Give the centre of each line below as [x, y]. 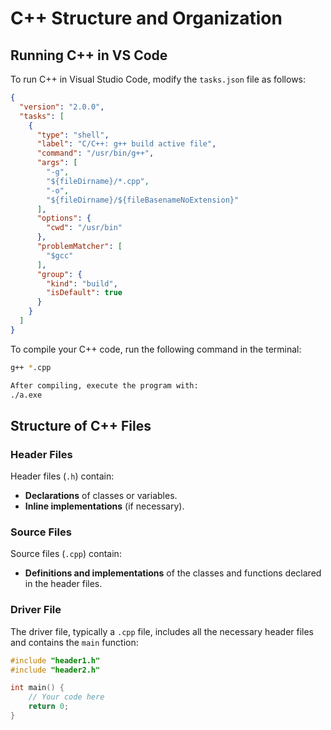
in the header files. [63, 584]
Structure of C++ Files [81, 425]
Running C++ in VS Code [89, 55]
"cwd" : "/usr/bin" [84, 228]
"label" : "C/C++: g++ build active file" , [126, 144]
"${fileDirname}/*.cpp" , [98, 181]
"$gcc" [60, 255]
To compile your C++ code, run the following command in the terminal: [156, 349]
